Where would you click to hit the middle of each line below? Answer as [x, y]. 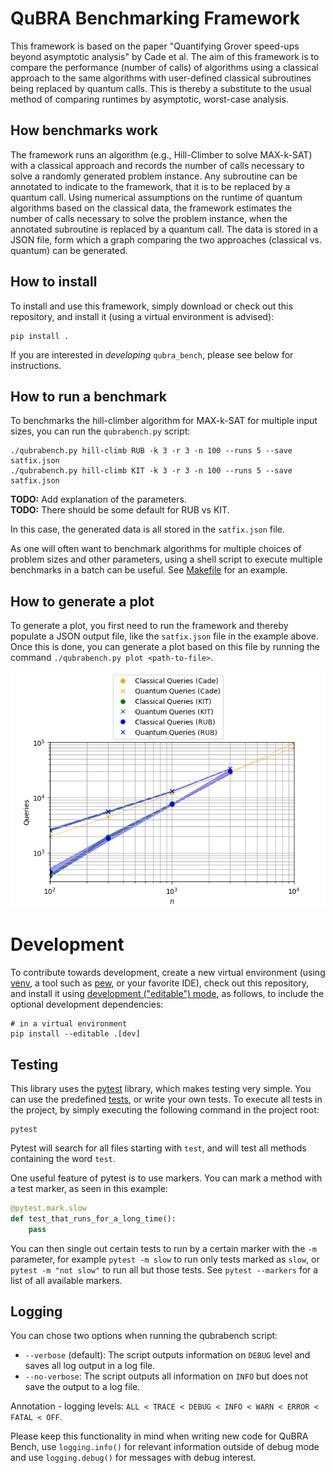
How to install [54, 282]
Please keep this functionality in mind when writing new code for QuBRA [159, 1436]
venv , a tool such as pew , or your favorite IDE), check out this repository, [160, 983]
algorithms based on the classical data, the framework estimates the [151, 208]
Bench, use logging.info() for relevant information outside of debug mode [165, 1447]
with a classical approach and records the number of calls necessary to [157, 165]
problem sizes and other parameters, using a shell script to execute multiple [166, 559]
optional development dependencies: [87, 1004]
